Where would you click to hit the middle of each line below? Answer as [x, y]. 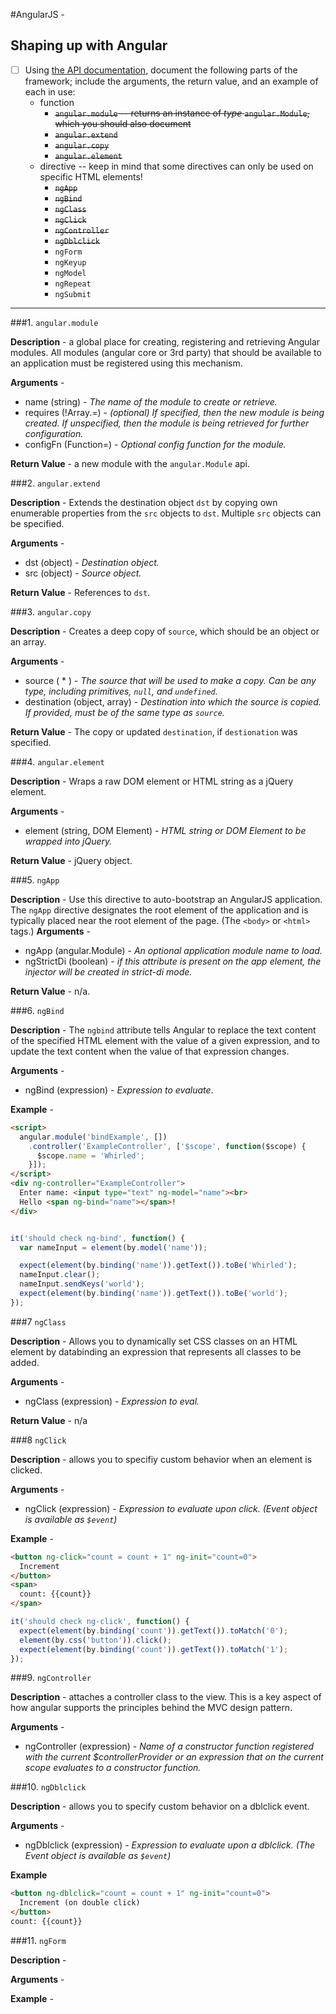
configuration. [54, 433]
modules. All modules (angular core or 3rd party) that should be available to [166, 352]
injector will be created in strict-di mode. [108, 971]
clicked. [26, 1470]
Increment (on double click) [80, 1903]
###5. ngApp [35, 880]
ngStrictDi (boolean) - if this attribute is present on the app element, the [173, 961]
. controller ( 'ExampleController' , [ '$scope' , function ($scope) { [167, 1146]
